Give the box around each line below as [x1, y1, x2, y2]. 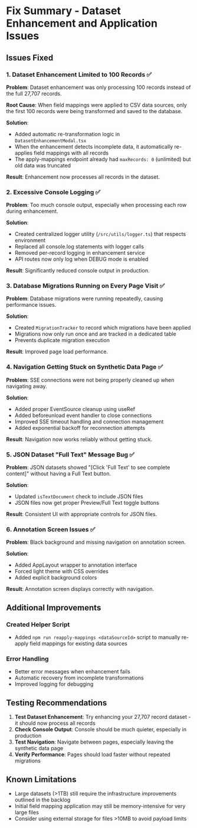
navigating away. [6, 382, 47, 390]
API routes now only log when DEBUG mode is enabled [14, 255, 149, 263]
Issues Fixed [6, 52, 54, 63]
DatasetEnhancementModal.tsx [14, 137, 87, 144]
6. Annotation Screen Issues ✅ [6, 525, 96, 533]
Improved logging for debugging [14, 681, 94, 688]
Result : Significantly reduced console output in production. [6, 267, 150, 274]
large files [14, 809, 40, 816]
